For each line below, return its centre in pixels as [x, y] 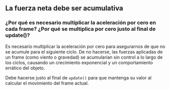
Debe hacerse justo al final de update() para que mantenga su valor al [78, 77]
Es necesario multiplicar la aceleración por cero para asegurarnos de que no [85, 46]
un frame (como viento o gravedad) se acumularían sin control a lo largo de [84, 57]
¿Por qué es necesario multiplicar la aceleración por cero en [81, 23]
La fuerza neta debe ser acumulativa [64, 8]
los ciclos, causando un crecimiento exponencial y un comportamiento [79, 62]
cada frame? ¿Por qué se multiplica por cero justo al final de [80, 29]
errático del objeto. [25, 68]
